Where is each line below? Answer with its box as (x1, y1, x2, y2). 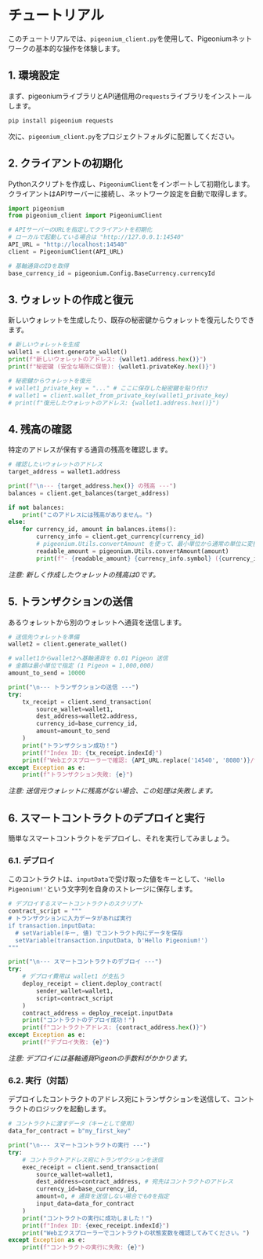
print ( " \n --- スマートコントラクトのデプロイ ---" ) (8, 958, 163, 966)
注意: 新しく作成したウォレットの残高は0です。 (8, 569, 160, 579)
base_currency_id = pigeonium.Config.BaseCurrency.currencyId (8, 269, 215, 277)
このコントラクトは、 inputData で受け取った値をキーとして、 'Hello (8, 874, 225, 884)
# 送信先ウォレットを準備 (8, 633, 80, 641)
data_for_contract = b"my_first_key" (8, 1127, 131, 1135)
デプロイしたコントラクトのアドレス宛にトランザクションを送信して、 (8, 1094, 234, 1103)
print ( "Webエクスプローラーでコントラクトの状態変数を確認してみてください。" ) (22, 1229, 250, 1237)
